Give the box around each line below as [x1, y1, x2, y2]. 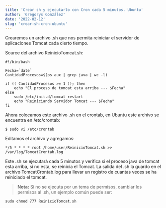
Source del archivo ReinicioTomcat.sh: [5, 50, 83, 56]
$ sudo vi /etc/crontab [5, 127, 55, 132]
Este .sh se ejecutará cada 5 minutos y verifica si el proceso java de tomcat [5, 158, 160, 165]
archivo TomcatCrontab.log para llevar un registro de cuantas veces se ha [5, 169, 157, 175]
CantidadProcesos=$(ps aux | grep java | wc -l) [5, 73, 108, 78]
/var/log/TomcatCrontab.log [5, 150, 64, 155]
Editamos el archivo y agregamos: [5, 136, 75, 142]
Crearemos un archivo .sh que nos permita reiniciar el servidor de [5, 35, 140, 41]
